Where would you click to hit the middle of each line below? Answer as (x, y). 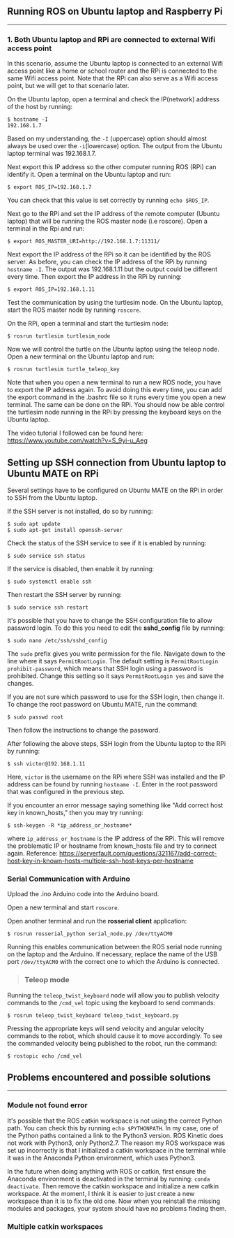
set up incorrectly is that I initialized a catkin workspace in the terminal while (117, 1150)
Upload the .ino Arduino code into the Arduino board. (83, 894)
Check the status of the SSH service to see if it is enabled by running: (107, 543)
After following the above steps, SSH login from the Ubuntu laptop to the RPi (117, 743)
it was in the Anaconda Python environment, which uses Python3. (102, 1158)
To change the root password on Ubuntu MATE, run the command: (103, 704)
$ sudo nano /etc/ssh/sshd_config (57, 640)
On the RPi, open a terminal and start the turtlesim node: (88, 324)
